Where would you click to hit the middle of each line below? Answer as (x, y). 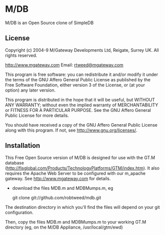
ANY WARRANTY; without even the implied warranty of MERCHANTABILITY (82, 105)
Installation (23, 146)
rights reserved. (21, 55)
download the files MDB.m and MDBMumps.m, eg (63, 188)
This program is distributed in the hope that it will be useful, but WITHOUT (80, 100)
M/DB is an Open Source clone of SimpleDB (49, 23)
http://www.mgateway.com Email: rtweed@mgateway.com (64, 65)
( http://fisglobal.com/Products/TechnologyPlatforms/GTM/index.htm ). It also (82, 168)
